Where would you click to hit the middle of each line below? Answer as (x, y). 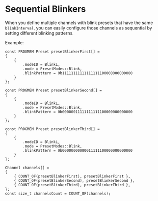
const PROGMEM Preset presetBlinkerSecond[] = (53, 90)
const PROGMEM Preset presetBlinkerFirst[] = (52, 52)
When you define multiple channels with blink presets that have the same (79, 23)
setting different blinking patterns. (39, 33)
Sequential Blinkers (46, 9)
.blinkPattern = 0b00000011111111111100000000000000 (78, 112)
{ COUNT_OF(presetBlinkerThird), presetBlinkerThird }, (72, 185)
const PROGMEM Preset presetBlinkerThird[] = (52, 129)
